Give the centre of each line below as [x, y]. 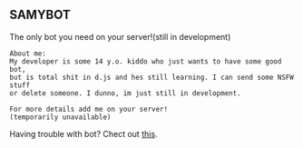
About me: [28, 54]
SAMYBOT [40, 15]
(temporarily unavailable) [60, 117]
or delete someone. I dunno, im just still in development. [126, 93]
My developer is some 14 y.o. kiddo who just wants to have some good [146, 61]
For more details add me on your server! [89, 109]
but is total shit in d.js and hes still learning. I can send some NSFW [152, 77]
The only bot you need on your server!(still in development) [120, 36]
